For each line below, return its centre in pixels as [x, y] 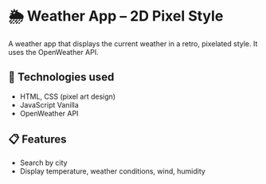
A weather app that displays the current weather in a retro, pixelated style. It [133, 43]
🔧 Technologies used [61, 77]
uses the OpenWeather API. [53, 52]
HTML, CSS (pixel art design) [68, 96]
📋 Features [37, 140]
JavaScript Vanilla [49, 104]
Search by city [43, 162]
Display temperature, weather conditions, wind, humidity [112, 171]
